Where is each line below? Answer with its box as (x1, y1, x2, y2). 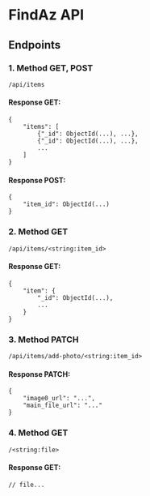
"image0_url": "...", (23, 395, 95, 403)
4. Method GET (8, 427, 69, 438)
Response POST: (8, 175, 66, 185)
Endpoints (8, 38, 61, 52)
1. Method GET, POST (8, 62, 94, 74)
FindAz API (8, 6, 85, 24)
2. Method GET (8, 226, 69, 237)
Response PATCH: (8, 369, 71, 378)
